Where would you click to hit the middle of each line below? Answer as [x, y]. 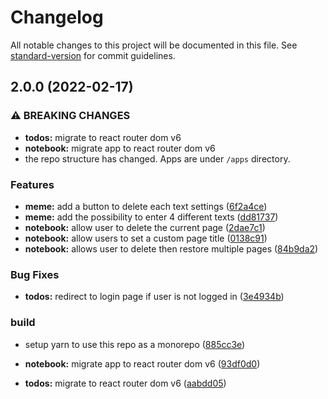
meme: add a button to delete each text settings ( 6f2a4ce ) [146, 206]
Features [32, 184]
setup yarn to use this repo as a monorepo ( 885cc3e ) [135, 344]
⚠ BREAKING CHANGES [70, 116]
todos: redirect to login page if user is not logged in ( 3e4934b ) [154, 297]
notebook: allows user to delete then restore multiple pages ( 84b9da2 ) [171, 248]
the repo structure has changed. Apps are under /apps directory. [157, 158]
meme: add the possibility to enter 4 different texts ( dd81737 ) [151, 217]
